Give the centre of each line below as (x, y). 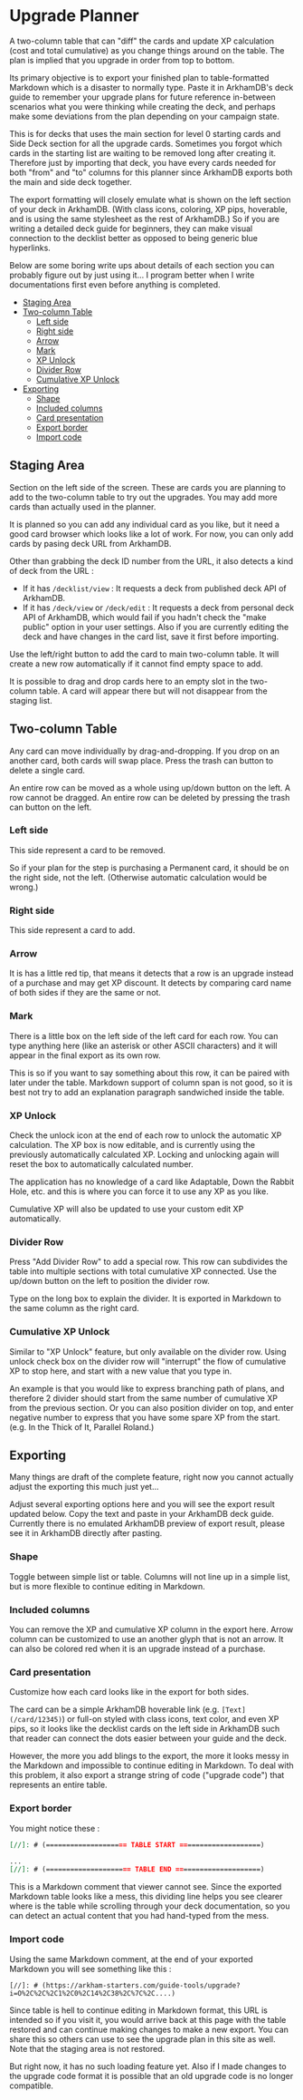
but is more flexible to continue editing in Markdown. (107, 1586)
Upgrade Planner (75, 16)
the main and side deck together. (71, 181)
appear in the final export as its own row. (85, 1055)
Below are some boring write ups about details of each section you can (142, 265)
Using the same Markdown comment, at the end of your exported (131, 1959)
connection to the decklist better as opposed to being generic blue (133, 238)
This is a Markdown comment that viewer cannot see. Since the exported (146, 1887)
